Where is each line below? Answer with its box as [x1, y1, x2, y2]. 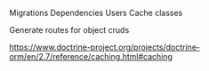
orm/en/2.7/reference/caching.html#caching [9, 51, 173, 61]
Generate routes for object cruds [9, 25, 130, 35]
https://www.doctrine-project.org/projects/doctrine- [9, 42, 200, 52]
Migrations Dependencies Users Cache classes [9, 8, 183, 18]
